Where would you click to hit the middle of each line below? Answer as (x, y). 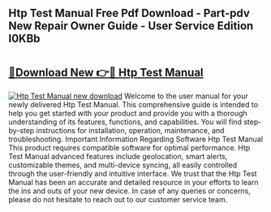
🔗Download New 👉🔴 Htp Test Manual (106, 72)
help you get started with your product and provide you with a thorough (128, 113)
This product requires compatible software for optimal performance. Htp (129, 148)
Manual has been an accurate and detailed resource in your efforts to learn (133, 182)
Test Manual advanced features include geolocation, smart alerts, (118, 156)
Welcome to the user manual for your (187, 96)
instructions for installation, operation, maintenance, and (130, 130)
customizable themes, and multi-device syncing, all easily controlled (123, 165)
